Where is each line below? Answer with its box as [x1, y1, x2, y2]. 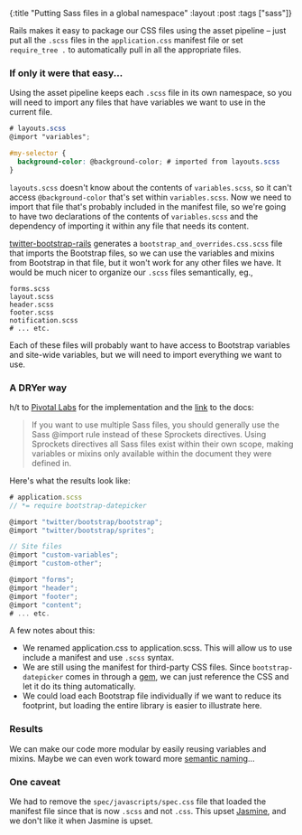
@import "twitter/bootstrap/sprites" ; [9, 526, 155, 535]
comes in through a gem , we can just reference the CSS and [65, 671, 289, 682]
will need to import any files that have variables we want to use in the [9, 97, 266, 108]
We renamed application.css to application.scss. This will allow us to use [22, 643, 293, 653]
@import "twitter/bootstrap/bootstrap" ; [9, 517, 164, 527]
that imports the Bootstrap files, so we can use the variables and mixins [9, 248, 275, 258]
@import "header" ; [9, 583, 78, 593]
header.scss [9, 300, 54, 309]
